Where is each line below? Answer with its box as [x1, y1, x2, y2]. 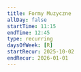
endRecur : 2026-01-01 [7, 55, 69, 62]
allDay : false [7, 16, 48, 23]
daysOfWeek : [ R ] [7, 42, 53, 49]
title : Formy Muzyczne [7, 10, 71, 17]
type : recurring [7, 36, 53, 43]
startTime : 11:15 [7, 23, 56, 29]
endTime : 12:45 [7, 29, 50, 36]
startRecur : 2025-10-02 [7, 49, 75, 56]
